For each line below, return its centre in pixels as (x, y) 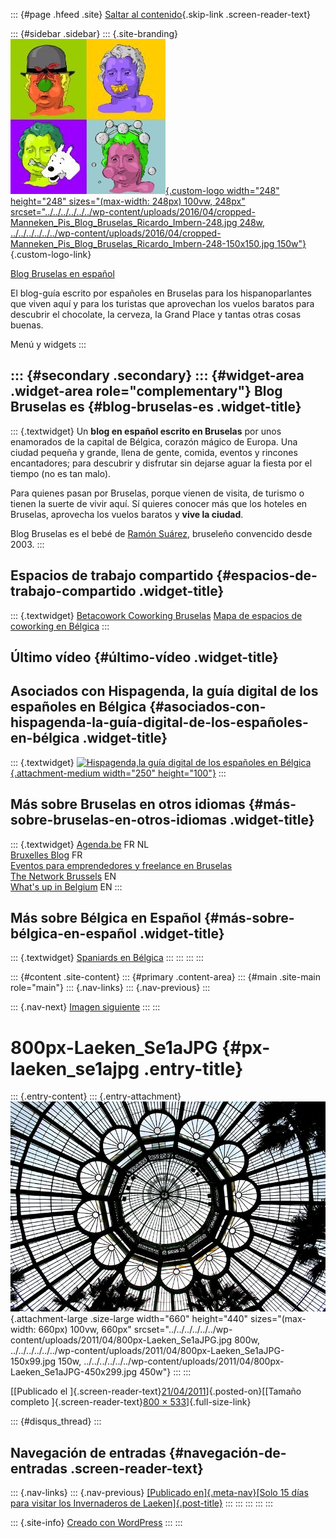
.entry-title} (193, 1068)
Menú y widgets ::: (48, 344)
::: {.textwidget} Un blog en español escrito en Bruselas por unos (146, 431)
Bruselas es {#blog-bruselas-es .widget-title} (156, 407)
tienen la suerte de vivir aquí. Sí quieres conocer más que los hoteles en (159, 503)
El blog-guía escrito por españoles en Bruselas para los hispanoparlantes (161, 293)
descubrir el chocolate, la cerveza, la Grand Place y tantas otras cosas (156, 314)
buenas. (27, 325)
